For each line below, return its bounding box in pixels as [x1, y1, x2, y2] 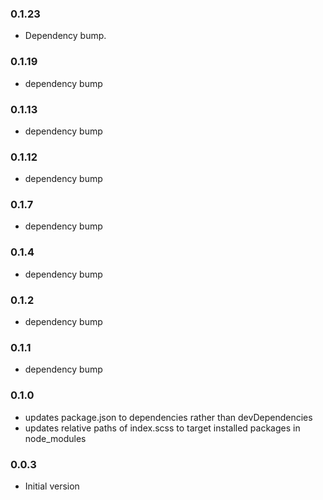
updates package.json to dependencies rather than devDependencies [24, 411, 313, 423]
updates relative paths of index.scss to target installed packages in [24, 422, 301, 434]
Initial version [24, 480, 80, 492]
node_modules [24, 432, 87, 444]
